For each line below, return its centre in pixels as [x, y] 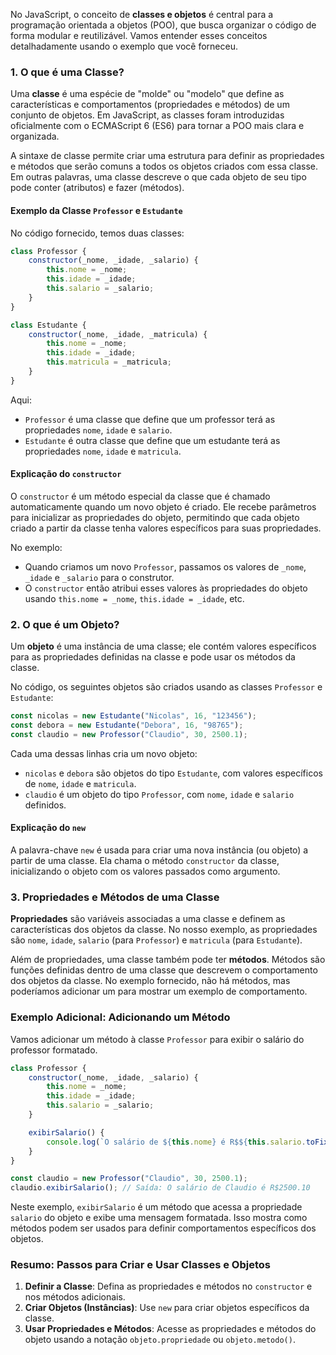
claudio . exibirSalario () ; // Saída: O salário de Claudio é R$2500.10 [160, 1188]
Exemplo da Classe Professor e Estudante [96, 210]
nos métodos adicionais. [75, 1297]
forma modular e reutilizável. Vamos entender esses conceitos [139, 35]
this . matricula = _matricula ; [109, 362]
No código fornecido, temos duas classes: [97, 233]
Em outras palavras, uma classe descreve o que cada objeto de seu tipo [158, 177]
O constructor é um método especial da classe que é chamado [140, 496]
